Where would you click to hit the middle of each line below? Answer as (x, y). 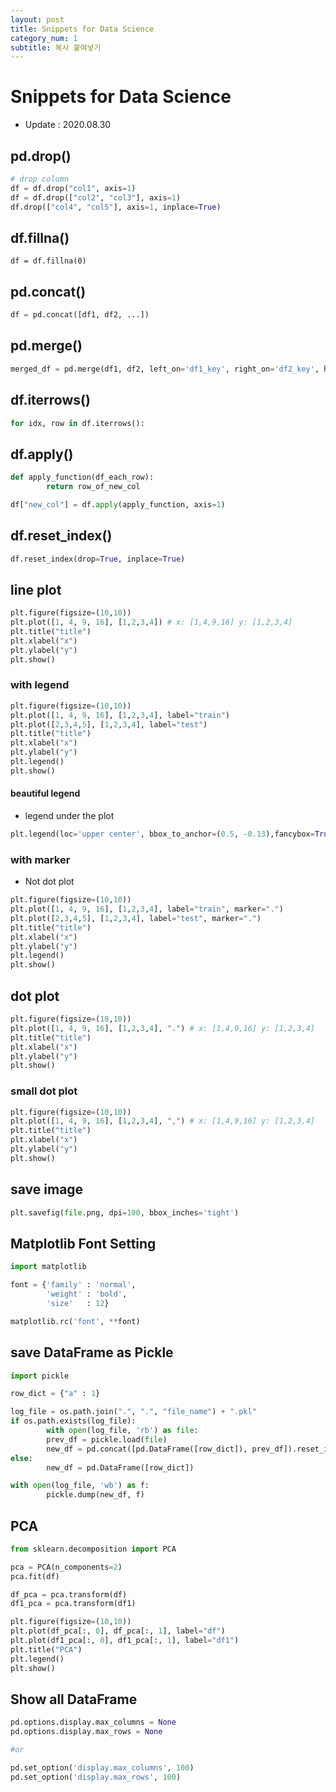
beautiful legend (45, 793)
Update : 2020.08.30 (68, 125)
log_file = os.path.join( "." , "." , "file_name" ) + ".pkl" (133, 1412)
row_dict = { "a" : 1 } (55, 1394)
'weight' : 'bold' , (87, 1294)
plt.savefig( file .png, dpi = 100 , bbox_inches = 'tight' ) (125, 1212)
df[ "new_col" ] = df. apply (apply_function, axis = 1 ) (118, 504)
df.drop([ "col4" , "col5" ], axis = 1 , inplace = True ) (116, 207)
